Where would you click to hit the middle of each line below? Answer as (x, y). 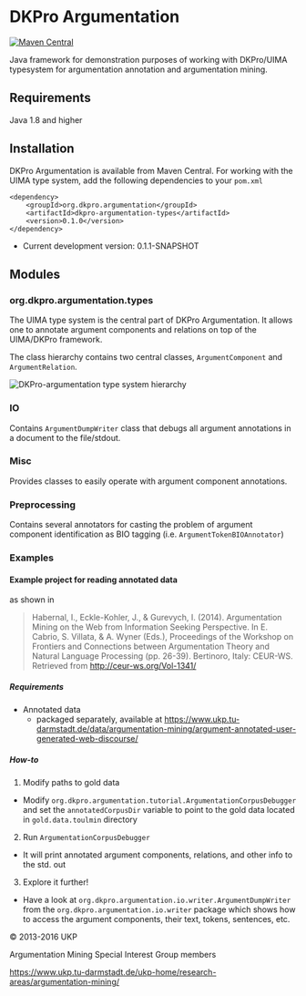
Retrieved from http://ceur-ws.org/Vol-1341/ (114, 666)
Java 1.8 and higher (46, 119)
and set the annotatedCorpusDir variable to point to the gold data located (159, 810)
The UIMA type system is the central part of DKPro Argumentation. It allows (151, 320)
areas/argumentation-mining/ (65, 982)
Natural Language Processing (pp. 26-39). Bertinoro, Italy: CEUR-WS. (162, 656)
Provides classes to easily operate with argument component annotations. (148, 481)
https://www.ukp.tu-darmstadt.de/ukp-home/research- (113, 972)
